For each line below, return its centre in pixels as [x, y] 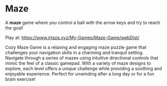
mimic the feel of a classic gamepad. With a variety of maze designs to [78, 63]
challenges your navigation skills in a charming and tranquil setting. [74, 52]
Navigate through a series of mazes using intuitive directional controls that [82, 57]
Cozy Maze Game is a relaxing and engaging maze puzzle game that [76, 47]
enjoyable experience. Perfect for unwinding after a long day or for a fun [80, 73]
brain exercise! [20, 79]
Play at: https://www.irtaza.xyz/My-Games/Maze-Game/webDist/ [72, 37]
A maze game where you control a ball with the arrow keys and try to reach [83, 22]
